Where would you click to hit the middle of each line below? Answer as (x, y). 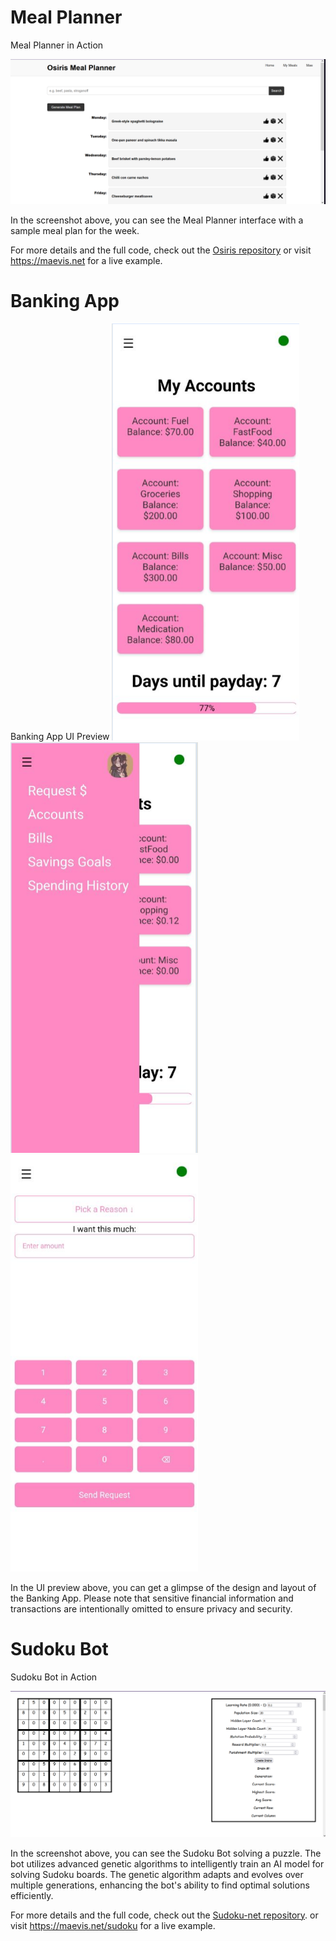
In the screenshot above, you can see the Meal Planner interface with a (157, 220)
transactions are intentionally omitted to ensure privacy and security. (151, 1609)
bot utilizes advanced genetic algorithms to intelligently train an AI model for (167, 1863)
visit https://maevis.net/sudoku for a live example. (113, 1925)
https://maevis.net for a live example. (86, 261)
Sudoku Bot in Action (54, 1677)
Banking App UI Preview (60, 737)
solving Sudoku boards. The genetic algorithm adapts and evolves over (157, 1874)
